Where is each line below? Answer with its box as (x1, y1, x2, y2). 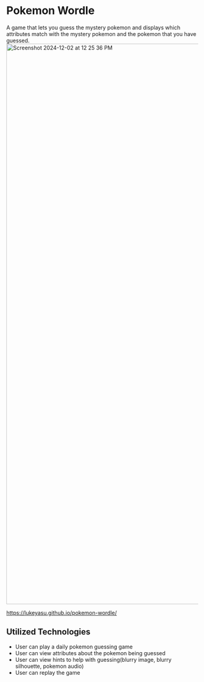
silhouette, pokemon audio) (15, 662, 84, 670)
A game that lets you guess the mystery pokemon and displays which (6, 24, 181, 31)
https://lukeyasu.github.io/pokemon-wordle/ (6, 609, 118, 616)
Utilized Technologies (6, 626, 91, 637)
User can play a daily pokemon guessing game (15, 643, 133, 650)
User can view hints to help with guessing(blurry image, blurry (15, 656, 172, 663)
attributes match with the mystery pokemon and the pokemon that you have (6, 30, 197, 37)
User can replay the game (15, 669, 80, 676)
